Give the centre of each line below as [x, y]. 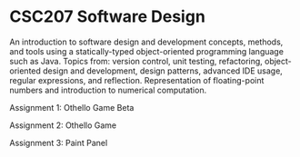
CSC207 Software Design [108, 17]
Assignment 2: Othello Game [63, 125]
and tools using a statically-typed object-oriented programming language [147, 51]
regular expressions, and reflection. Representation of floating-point [137, 80]
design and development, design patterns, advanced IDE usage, [163, 71]
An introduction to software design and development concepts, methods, [146, 42]
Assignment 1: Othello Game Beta [72, 107]
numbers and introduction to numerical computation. [108, 90]
